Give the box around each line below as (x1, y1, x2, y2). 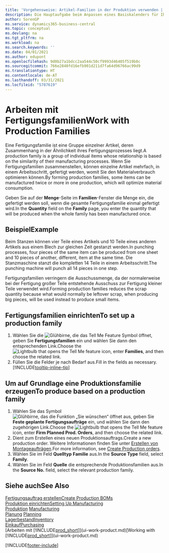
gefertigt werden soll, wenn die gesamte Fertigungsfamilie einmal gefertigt (5, 200, 160, 206)
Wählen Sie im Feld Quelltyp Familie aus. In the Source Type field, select (12, 451, 163, 457)
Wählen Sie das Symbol (12, 408, 62, 414)
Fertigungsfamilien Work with (5, 114, 130, 126)
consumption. (5, 185, 34, 191)
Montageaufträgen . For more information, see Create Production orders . (12, 446, 161, 451)
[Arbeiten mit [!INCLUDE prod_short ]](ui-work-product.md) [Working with (5, 527, 155, 533)
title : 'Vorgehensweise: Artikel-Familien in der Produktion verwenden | (5, 7, 163, 13)
